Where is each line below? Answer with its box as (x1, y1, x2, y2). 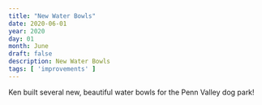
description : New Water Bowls (8, 58, 111, 66)
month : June (8, 42, 49, 50)
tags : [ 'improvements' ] (8, 65, 96, 73)
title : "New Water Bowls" (8, 11, 96, 20)
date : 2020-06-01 (8, 20, 67, 28)
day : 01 (8, 34, 35, 43)
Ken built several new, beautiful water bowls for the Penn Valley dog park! (8, 87, 255, 97)
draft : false (8, 50, 53, 58)
